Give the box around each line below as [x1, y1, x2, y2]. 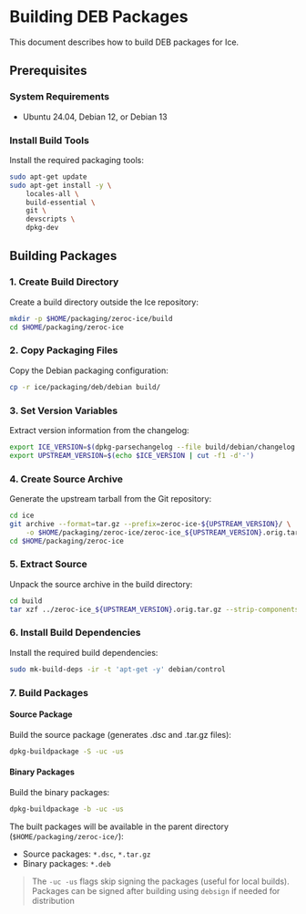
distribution [31, 895, 76, 906]
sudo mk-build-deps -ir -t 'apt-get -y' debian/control [9, 664, 226, 674]
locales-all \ [25, 189, 79, 198]
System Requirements [9, 90, 110, 103]
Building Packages [9, 248, 117, 264]
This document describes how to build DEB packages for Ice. [9, 36, 240, 47]
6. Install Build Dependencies [9, 627, 141, 639]
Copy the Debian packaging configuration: [9, 365, 168, 376]
